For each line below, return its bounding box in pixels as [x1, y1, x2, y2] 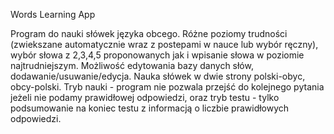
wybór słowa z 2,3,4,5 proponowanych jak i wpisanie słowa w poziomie [10, 49, 305, 61]
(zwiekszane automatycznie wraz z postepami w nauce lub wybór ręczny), [10, 39, 319, 50]
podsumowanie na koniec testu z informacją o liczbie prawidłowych [10, 102, 290, 114]
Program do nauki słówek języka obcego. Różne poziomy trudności [10, 28, 288, 39]
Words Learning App [10, 9, 96, 20]
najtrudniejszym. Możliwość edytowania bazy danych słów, [10, 60, 254, 71]
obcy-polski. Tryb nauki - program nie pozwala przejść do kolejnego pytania [10, 81, 325, 93]
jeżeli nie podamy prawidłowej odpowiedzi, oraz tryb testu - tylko [10, 92, 280, 103]
